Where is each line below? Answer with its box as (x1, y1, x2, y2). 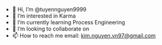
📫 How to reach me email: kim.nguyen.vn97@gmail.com (12, 32, 156, 39)
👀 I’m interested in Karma (12, 12, 76, 19)
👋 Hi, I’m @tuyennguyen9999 (12, 6, 87, 13)
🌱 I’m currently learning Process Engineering (12, 19, 125, 26)
